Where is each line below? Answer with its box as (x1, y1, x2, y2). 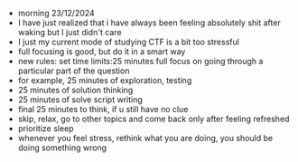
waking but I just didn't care (17, 27, 122, 37)
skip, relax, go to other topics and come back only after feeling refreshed (17, 113, 290, 124)
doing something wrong (17, 142, 107, 153)
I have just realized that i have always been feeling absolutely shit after (17, 17, 282, 28)
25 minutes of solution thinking (17, 85, 134, 95)
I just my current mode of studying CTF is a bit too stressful (17, 36, 239, 47)
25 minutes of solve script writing (17, 94, 143, 105)
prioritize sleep (17, 123, 74, 134)
